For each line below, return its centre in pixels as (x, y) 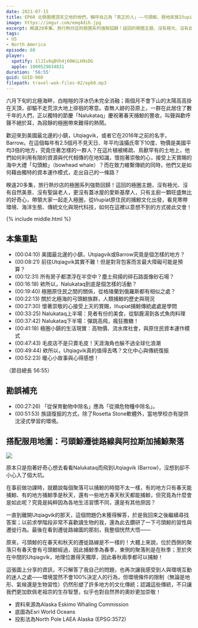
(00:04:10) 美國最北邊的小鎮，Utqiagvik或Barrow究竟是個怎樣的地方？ (100, 254)
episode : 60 (21, 50)
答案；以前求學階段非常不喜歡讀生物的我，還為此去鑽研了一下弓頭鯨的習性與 (99, 522)
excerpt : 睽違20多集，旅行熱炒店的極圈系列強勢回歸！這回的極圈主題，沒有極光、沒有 (97, 28)
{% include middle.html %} (39, 219)
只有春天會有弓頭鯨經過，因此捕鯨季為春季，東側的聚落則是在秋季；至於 (99, 550)
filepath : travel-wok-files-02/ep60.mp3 (57, 83)
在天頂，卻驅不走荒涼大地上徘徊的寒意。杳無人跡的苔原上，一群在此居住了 (96, 108)
